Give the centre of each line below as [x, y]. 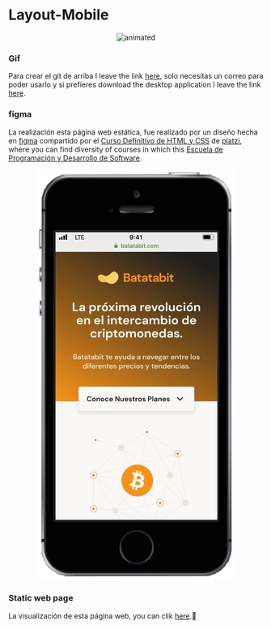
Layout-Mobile [59, 15]
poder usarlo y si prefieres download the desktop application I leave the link [135, 85]
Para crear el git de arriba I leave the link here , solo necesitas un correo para [136, 76]
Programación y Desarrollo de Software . [75, 158]
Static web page [41, 598]
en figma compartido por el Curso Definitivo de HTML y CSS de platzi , [125, 140]
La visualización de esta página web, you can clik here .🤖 [102, 616]
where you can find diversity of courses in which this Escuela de [116, 149]
